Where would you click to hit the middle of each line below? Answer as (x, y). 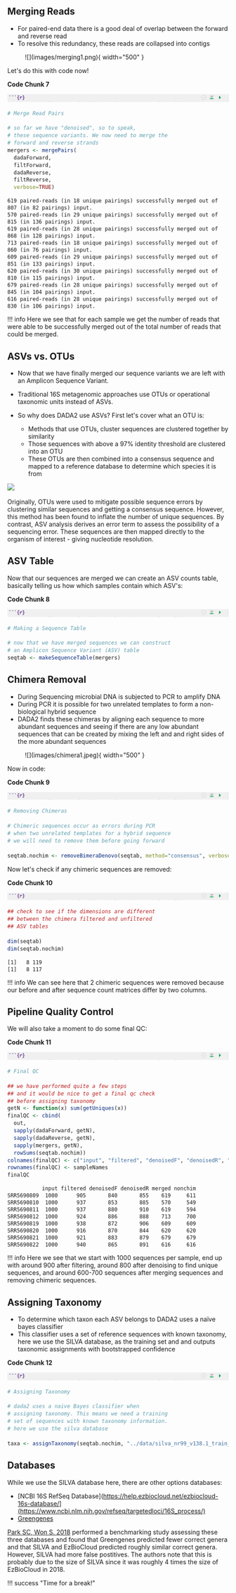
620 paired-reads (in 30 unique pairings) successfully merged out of (113, 271)
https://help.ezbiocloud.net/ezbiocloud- (161, 1496)
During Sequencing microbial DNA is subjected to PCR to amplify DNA (119, 696)
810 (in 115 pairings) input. (52, 278)
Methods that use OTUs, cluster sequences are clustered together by (128, 428)
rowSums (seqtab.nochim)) (50, 1153)
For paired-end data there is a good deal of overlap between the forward (123, 28)
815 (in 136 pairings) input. (52, 222)
